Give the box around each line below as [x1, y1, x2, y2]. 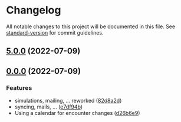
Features [6, 83, 32, 91]
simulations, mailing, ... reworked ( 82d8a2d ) [14, 97, 122, 104]
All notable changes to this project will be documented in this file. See [6, 23, 176, 30]
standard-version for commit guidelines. [6, 29, 104, 36]
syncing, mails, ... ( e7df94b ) [14, 103, 83, 110]
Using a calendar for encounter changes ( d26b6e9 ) [14, 110, 140, 117]
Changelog [6, 4, 61, 17]
